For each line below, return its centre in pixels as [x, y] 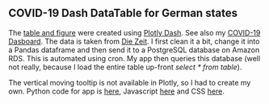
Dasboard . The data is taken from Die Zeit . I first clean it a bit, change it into [134, 41]
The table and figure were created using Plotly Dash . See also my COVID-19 [134, 32]
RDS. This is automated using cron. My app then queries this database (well [134, 58]
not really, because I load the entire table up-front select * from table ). [125, 67]
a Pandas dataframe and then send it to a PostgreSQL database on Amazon [134, 50]
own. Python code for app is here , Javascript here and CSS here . [116, 91]
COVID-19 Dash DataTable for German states [123, 13]
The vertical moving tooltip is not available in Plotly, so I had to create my [130, 82]
